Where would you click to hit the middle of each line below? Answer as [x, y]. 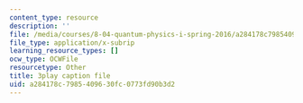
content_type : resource [54, 17]
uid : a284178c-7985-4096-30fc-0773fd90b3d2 [92, 84]
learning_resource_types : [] [64, 51]
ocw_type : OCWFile [44, 59]
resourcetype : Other [48, 68]
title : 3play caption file [60, 76]
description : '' [40, 26]
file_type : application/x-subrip [72, 43]
